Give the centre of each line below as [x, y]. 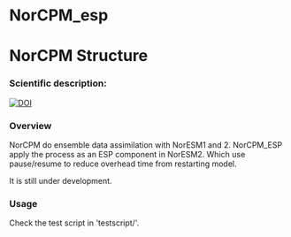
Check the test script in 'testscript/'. [74, 223]
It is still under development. [61, 180]
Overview [31, 126]
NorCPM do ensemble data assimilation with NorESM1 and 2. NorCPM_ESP [146, 145]
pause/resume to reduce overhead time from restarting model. [123, 164]
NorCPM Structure [79, 56]
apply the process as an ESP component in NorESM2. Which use [127, 154]
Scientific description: [58, 83]
